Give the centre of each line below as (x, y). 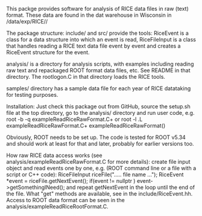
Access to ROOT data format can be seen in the (65, 200)
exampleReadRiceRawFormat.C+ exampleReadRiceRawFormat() (86, 125)
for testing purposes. (32, 95)
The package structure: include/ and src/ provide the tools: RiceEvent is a (97, 33)
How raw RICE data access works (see (54, 155)
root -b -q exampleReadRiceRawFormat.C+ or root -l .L (74, 119)
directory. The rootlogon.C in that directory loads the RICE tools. (86, 77)
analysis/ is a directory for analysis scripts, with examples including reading (100, 64)
